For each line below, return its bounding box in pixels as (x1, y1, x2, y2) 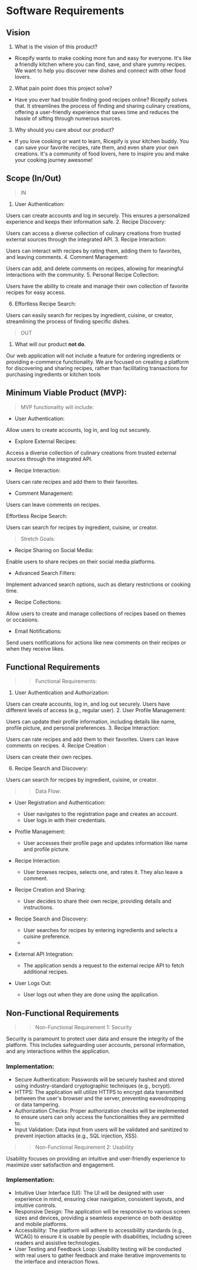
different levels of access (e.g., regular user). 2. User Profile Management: (6, 707, 186, 714)
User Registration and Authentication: (14, 799, 106, 806)
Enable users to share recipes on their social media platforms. (6, 558, 156, 565)
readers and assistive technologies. (14, 1239, 101, 1246)
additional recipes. (23, 968, 69, 975)
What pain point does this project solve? (14, 85, 112, 92)
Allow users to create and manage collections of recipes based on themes (6, 610, 186, 617)
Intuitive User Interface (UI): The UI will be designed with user (14, 1189, 165, 1196)
